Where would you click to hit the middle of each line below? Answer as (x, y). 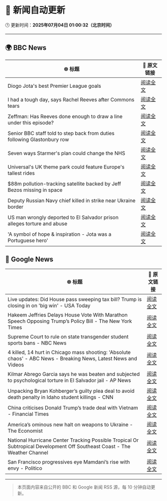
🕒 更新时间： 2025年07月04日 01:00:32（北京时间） (60, 25)
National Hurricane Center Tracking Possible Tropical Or (73, 440)
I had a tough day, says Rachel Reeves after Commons (71, 99)
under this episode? (31, 123)
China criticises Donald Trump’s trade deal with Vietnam (73, 408)
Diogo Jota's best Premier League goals (54, 86)
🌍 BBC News (26, 48)
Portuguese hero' (28, 240)
